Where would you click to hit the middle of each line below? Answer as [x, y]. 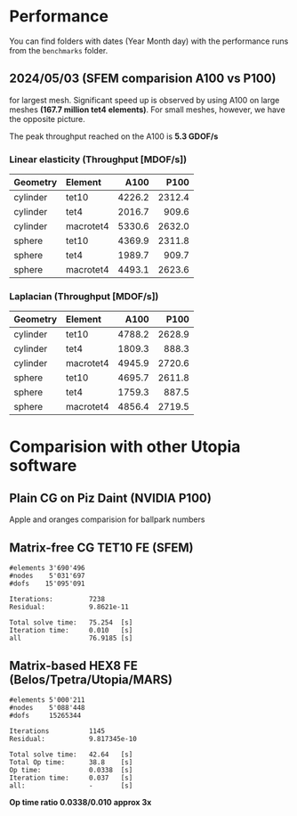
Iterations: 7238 [57, 600]
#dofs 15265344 [45, 715]
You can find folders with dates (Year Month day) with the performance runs [149, 41]
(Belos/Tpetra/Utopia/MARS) [91, 679]
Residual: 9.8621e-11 [69, 608]
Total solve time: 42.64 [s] [71, 755]
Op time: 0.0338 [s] [71, 770]
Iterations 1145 [57, 731]
